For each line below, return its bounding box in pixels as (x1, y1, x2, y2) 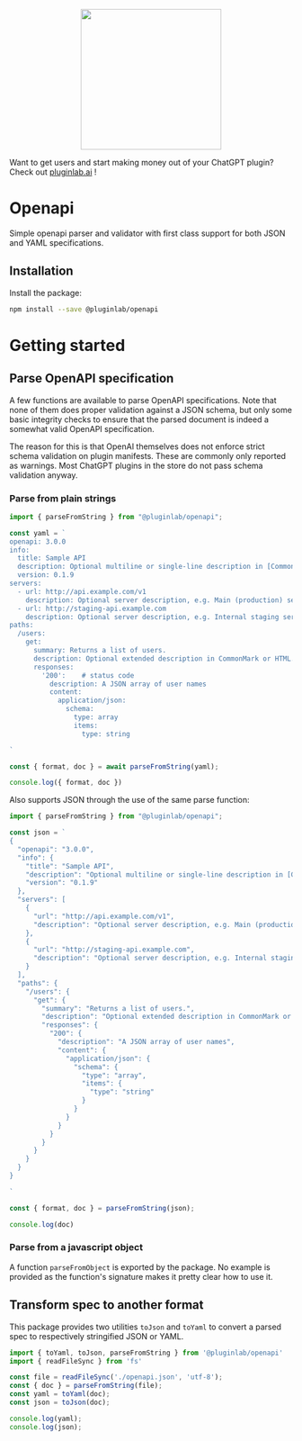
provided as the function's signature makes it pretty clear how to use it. (9, 1271, 273, 1282)
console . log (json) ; (9, 1422, 83, 1431)
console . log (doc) (9, 1220, 75, 1229)
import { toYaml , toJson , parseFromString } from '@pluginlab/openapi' (9, 1348, 283, 1357)
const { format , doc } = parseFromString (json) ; (9, 1203, 195, 1212)
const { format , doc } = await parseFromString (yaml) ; (9, 761, 219, 771)
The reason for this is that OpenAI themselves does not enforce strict (9, 441, 265, 452)
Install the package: (9, 287, 83, 298)
